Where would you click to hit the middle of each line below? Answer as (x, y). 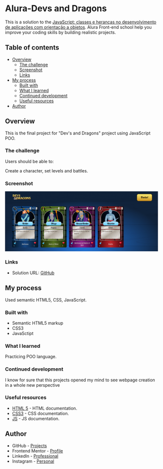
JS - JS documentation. (36, 418)
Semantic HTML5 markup (38, 323)
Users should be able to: (30, 161)
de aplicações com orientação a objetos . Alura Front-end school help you (78, 27)
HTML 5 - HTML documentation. (45, 408)
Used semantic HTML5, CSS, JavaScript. (46, 300)
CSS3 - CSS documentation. (41, 413)
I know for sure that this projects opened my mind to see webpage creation (80, 380)
